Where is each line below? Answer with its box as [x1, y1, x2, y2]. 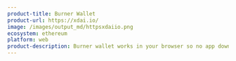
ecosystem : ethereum [7, 29, 68, 37]
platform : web [7, 36, 49, 43]
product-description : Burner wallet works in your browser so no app [7, 43, 216, 50]
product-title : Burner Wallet [7, 10, 96, 18]
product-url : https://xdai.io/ [7, 17, 99, 24]
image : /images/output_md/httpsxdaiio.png [7, 23, 133, 30]
